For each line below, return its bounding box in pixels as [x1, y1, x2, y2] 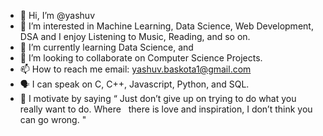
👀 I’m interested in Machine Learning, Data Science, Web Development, [19, 20, 314, 32]
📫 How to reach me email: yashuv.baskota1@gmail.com [19, 63, 252, 75]
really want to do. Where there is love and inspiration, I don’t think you [19, 103, 313, 115]
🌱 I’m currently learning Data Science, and [19, 41, 194, 53]
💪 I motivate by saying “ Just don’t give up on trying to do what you [19, 93, 297, 104]
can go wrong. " [19, 114, 87, 125]
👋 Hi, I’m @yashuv [19, 10, 96, 21]
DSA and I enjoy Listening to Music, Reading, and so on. [19, 31, 251, 42]
